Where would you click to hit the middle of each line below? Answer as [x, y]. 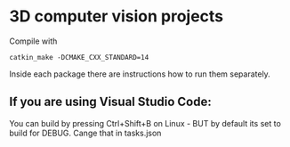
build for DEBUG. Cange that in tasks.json [85, 133]
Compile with [33, 41]
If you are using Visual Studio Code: [110, 102]
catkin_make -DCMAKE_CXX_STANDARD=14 [79, 57]
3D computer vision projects [117, 16]
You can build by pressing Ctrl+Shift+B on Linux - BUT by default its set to [145, 123]
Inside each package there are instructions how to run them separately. [140, 74]
